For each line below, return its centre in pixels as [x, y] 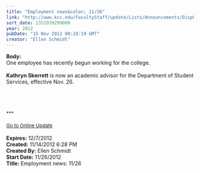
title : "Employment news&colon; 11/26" [56, 12]
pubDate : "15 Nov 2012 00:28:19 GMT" [53, 34]
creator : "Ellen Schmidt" [38, 39]
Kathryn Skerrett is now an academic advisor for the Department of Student [100, 75]
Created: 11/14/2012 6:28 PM [42, 144]
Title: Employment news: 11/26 [44, 163]
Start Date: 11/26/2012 [34, 157]
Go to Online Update [29, 126]
